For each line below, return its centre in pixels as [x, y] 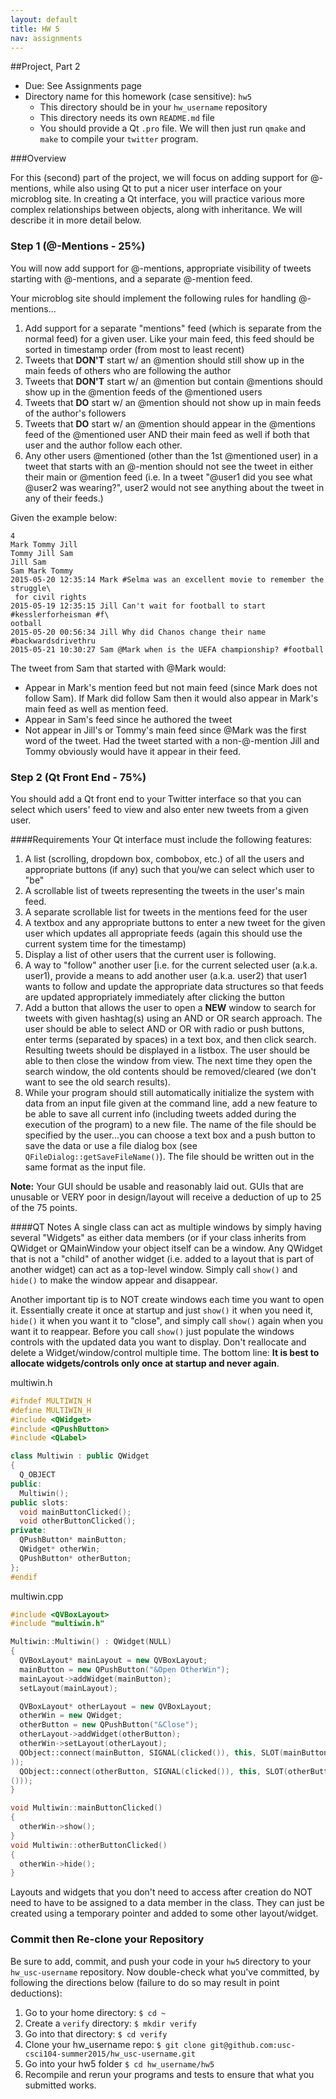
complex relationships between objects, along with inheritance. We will [156, 210]
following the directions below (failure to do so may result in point [145, 1982]
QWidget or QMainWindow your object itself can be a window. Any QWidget [166, 1248]
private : [28, 1531]
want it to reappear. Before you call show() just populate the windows [152, 1331]
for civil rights [50, 597]
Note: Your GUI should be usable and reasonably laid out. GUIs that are [157, 1186]
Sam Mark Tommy [42, 571]
